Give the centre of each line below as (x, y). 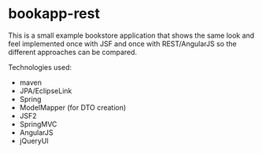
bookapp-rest (54, 14)
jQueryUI (34, 140)
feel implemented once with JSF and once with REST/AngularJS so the (123, 43)
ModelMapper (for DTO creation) (73, 107)
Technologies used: (40, 67)
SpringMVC (38, 124)
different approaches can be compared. (73, 52)
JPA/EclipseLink (46, 90)
